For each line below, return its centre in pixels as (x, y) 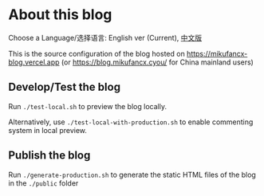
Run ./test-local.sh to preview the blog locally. (88, 106)
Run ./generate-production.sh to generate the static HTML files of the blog (132, 174)
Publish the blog (49, 156)
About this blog (60, 15)
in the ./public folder (43, 183)
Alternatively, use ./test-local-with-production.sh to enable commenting (131, 122)
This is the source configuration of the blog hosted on (97, 53)
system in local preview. (48, 130)
